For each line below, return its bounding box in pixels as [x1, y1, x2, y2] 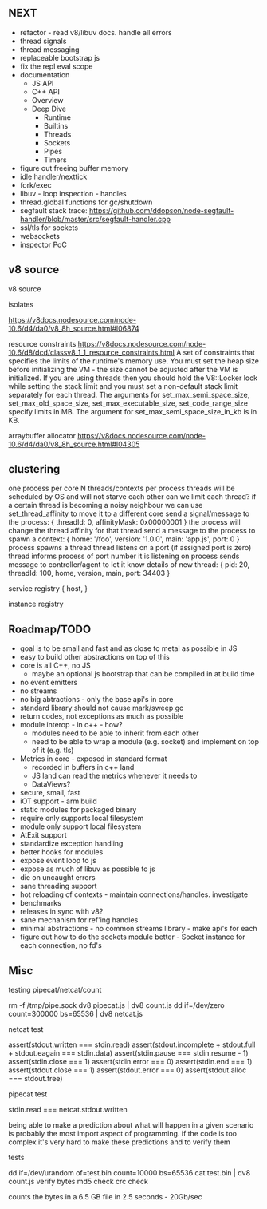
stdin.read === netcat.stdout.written [8, 1105, 128, 1115]
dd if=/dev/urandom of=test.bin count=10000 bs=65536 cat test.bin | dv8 [8, 1168, 251, 1178]
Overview [31, 95, 64, 105]
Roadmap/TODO [8, 622, 92, 636]
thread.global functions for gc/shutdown [19, 197, 153, 207]
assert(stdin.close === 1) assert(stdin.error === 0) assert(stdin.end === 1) [8, 1057, 253, 1067]
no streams [19, 686, 57, 696]
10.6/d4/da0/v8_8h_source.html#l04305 [8, 439, 140, 449]
